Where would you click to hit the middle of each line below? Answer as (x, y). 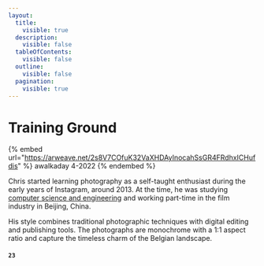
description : (37, 37)
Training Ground (63, 127)
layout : (21, 15)
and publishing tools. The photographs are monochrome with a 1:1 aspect (127, 230)
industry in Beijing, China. (50, 206)
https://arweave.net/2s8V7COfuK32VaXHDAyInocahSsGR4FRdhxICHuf (140, 157)
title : (26, 23)
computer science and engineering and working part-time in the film (119, 198)
